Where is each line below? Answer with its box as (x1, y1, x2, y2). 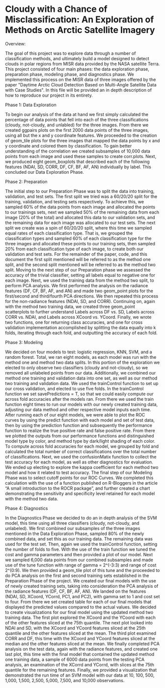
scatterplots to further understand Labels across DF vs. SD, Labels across (5, 308, 155, 314)
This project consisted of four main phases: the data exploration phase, (5, 66, 150, 72)
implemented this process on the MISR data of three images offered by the (5, 76, 156, 82)
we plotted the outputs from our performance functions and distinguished (5, 433, 154, 439)
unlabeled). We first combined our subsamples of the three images (5, 525, 140, 531)
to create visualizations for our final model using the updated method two (5, 609, 154, 615)
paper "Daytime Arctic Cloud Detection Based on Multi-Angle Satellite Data (5, 81, 157, 87)
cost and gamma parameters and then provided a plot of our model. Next (5, 551, 153, 557)
